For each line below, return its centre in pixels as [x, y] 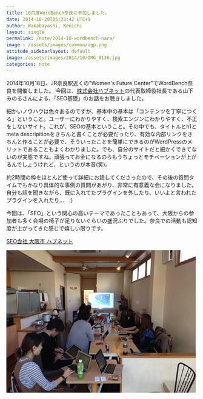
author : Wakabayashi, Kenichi [45, 26]
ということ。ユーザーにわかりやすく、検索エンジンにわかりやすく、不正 [107, 119]
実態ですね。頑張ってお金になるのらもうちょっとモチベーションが [104, 157]
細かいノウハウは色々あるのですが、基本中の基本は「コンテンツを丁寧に [96, 111]
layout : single [25, 32]
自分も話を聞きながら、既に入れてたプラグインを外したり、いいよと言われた [101, 192]
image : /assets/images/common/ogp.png [57, 45]
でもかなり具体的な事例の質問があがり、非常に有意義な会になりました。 [107, 185]
